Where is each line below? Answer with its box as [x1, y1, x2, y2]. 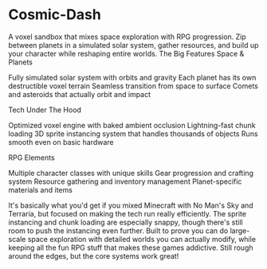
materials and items [8, 185, 73, 194]
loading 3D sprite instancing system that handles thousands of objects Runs [8, 129, 258, 138]
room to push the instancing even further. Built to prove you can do [8, 225, 229, 236]
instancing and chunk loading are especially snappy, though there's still [8, 217, 243, 227]
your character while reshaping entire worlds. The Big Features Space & [8, 49, 245, 58]
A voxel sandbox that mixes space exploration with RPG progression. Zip [8, 32, 247, 41]
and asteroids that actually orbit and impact [8, 89, 151, 99]
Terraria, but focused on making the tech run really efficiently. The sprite [8, 209, 247, 218]
